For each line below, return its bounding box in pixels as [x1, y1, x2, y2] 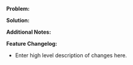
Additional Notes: [6, 28, 51, 36]
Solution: [6, 17, 30, 23]
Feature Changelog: [6, 40, 57, 47]
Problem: [6, 5, 30, 12]
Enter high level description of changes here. [15, 52, 127, 59]
